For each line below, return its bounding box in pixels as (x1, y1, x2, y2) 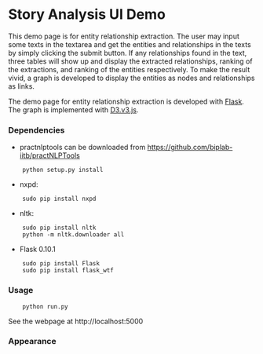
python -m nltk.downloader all (22, 231, 125, 239)
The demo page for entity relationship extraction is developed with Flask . (8, 97, 245, 106)
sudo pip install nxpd (22, 195, 97, 203)
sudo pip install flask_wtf (22, 267, 114, 275)
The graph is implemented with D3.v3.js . (8, 104, 139, 115)
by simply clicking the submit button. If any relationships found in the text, (8, 48, 247, 57)
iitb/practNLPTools (19, 151, 80, 160)
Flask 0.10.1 (19, 245, 57, 254)
